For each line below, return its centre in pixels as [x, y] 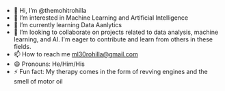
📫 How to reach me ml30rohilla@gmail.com [76, 54]
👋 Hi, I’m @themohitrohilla [50, 11]
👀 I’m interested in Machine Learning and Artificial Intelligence [101, 18]
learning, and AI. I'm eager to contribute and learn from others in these [113, 39]
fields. [22, 47]
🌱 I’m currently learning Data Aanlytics [67, 25]
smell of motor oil [38, 81]
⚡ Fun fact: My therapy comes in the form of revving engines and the [111, 72]
